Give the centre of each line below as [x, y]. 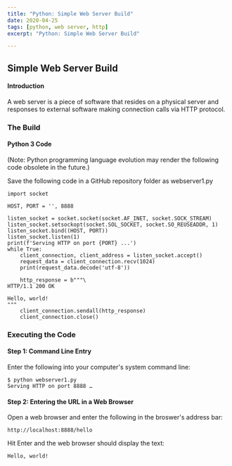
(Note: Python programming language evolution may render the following [113, 160]
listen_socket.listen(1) [44, 237]
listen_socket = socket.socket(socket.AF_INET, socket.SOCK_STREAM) [110, 218]
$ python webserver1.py [42, 380]
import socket [28, 194]
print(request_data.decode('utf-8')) [75, 267]
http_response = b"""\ [53, 280]
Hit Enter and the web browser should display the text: [86, 443]
